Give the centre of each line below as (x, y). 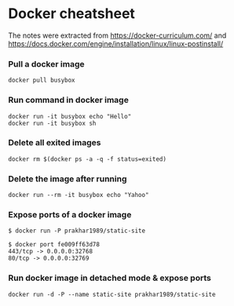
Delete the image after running (68, 179)
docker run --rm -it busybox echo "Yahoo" (79, 195)
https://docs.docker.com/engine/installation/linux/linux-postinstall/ (116, 43)
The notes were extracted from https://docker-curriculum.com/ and (117, 35)
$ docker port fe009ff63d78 (54, 245)
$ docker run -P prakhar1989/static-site (77, 231)
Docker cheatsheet (72, 14)
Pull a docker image (46, 64)
